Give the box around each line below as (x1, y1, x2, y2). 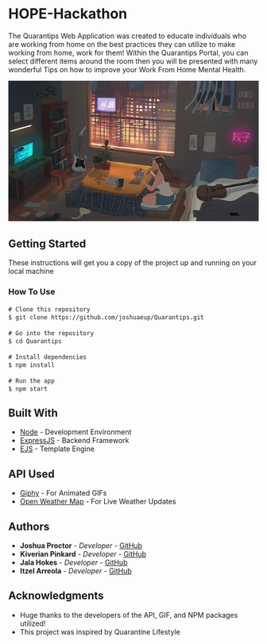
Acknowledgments (8, 589, 105, 603)
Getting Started (8, 237, 87, 250)
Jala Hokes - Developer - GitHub (19, 557, 128, 567)
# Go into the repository (8, 329, 94, 337)
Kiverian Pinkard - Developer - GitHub (19, 549, 147, 558)
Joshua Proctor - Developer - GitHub (19, 541, 143, 550)
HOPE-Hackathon (8, 5, 128, 23)
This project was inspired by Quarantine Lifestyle (19, 627, 180, 636)
